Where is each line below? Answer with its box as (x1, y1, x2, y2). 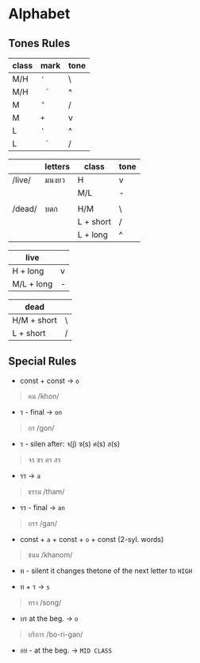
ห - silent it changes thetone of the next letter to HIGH (19, 566, 193, 575)
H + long (12, 266, 44, 276)
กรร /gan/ (27, 518, 58, 528)
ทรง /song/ (27, 598, 62, 607)
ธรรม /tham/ (27, 486, 65, 496)
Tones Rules (8, 37, 71, 50)
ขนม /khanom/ (27, 550, 73, 560)
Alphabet (8, 5, 71, 23)
